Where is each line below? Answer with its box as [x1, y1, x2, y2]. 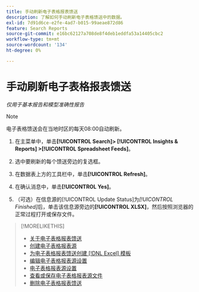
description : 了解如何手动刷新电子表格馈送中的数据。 [6, 14, 125, 20]
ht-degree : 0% [6, 48, 42, 54]
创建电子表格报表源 [29, 242, 77, 249]
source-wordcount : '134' [6, 42, 68, 48]
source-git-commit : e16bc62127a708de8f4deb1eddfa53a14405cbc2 [6, 31, 163, 37]
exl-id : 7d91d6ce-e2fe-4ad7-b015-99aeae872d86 [6, 20, 124, 26]
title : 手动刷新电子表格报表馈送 [6, 8, 78, 15]
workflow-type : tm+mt [6, 36, 60, 42]
